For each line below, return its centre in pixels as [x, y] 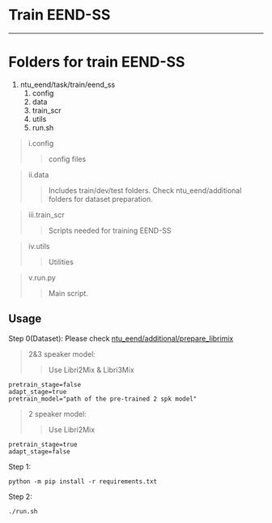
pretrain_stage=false [45, 384]
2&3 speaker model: [62, 354]
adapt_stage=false [39, 452]
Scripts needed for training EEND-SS [110, 230]
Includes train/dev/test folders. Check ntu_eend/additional [145, 190]
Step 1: [19, 466]
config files [67, 159]
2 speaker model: [57, 414]
